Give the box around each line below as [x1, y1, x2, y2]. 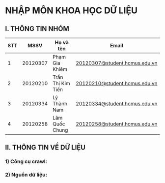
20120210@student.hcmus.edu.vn [76, 80, 158, 87]
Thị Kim [52, 80, 70, 87]
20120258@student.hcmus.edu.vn [76, 121, 158, 127]
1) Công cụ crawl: [5, 158, 48, 165]
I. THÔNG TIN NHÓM [5, 25, 70, 33]
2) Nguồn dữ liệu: [5, 171, 48, 178]
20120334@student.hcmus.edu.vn [76, 100, 158, 107]
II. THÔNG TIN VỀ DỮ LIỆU [5, 143, 86, 152]
